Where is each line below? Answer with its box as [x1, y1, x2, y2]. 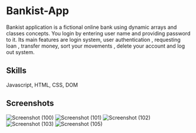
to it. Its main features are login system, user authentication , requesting [6, 36, 181, 43]
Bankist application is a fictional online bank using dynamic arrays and [6, 24, 177, 31]
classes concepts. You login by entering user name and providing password [6, 29, 191, 36]
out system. [6, 48, 35, 55]
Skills [6, 66, 27, 76]
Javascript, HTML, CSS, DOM [6, 81, 79, 88]
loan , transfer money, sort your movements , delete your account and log [6, 42, 185, 49]
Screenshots [6, 98, 54, 108]
